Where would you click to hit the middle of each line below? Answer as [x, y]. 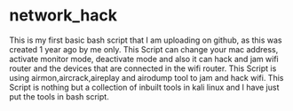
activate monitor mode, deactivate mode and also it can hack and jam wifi [144, 59]
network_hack [63, 16]
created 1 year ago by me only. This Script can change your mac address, [144, 49]
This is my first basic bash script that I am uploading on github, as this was [146, 40]
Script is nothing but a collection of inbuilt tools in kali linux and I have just [144, 87]
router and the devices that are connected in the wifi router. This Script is [143, 68]
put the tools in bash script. [59, 96]
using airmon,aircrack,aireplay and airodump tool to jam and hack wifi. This [146, 77]
